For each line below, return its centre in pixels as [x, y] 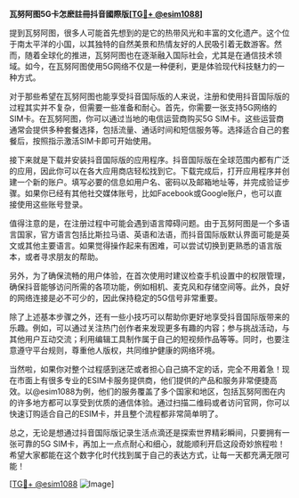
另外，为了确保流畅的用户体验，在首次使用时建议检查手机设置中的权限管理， [149, 276]
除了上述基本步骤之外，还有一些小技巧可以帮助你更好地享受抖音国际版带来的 [149, 317]
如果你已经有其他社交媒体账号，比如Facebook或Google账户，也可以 [149, 193]
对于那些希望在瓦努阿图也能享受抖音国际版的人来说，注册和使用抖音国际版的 [149, 96]
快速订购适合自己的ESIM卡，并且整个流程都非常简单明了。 [116, 414]
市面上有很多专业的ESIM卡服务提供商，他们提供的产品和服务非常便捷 [143, 380]
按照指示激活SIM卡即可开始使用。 [94, 141]
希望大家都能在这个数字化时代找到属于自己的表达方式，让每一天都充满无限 [145, 455]
